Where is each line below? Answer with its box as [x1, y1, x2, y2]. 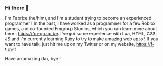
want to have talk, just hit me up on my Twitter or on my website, [5, 41, 136, 47]
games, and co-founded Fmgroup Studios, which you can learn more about [5, 26, 157, 32]
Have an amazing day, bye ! [5, 56, 61, 62]
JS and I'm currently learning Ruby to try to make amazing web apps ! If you [5, 36, 158, 42]
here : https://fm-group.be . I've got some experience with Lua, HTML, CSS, [5, 31, 157, 37]
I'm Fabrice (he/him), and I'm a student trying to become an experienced [5, 16, 152, 21]
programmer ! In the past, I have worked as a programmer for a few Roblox [5, 20, 156, 26]
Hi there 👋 [5, 4, 29, 11]
